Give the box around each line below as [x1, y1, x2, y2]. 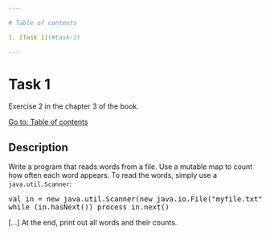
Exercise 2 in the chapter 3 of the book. [8, 101, 139, 111]
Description [8, 140, 68, 154]
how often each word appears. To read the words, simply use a [8, 171, 218, 180]
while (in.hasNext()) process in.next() [8, 203, 170, 212]
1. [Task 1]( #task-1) [8, 33, 81, 41]
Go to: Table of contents [8, 117, 88, 127]
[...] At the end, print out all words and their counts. [8, 218, 178, 228]
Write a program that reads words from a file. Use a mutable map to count [8, 162, 253, 171]
